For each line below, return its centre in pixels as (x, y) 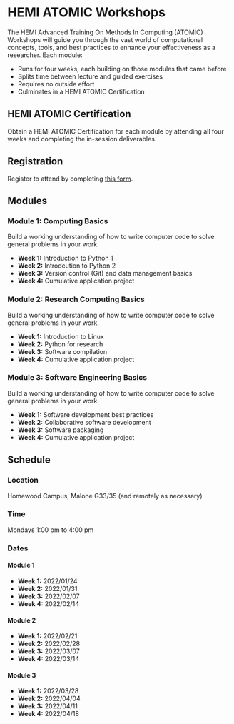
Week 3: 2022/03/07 (49, 651)
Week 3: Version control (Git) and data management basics (105, 273)
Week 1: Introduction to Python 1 (65, 258)
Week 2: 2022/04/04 (49, 699)
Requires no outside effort (56, 84)
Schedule (29, 460)
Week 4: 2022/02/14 (49, 603)
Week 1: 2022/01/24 (47, 581)
